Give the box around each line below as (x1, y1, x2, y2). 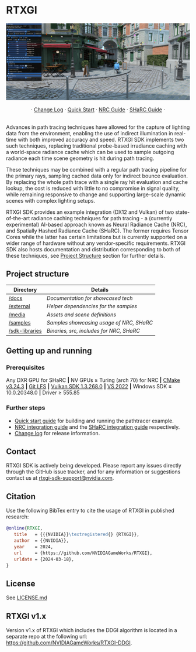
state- (175, 209, 190, 216)
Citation (6, 491, 36, 501)
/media (8, 311, 26, 318)
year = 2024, (13, 544, 54, 549)
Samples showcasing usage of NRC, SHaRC (46, 319, 153, 326)
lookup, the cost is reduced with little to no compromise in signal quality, (6, 185, 180, 192)
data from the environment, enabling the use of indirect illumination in (6, 129, 173, 136)
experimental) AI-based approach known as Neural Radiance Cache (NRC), (6, 221, 187, 228)
